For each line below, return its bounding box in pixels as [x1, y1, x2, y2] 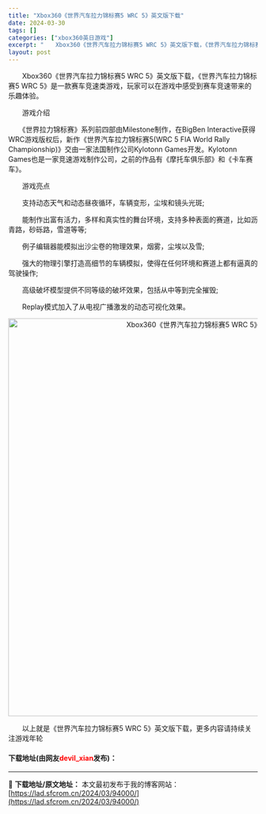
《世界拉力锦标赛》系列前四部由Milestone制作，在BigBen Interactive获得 [21, 124, 256, 134]
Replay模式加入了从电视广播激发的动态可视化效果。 [21, 302, 190, 311]
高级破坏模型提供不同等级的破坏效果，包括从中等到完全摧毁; [21, 285, 219, 294]
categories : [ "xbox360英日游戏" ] [8, 33, 114, 42]
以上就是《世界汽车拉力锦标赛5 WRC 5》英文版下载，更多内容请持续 [21, 724, 245, 733]
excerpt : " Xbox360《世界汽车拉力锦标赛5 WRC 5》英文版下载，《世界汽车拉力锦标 [8, 41, 256, 49]
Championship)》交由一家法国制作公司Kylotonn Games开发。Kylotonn [8, 144, 237, 154]
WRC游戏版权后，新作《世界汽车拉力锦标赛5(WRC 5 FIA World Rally [8, 135, 230, 143]
